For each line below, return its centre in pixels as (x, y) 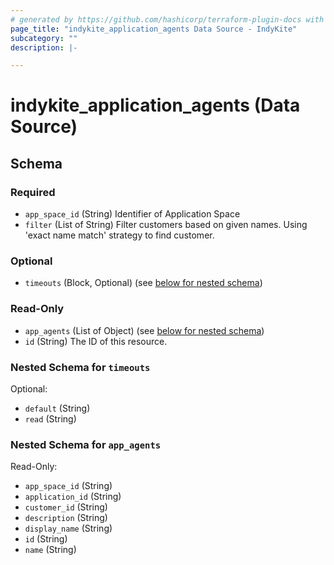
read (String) (50, 419)
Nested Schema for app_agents (86, 444)
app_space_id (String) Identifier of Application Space (132, 214)
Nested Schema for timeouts (80, 367)
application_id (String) (73, 497)
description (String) (66, 518)
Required (33, 192)
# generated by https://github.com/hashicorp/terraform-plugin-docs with (167, 19)
